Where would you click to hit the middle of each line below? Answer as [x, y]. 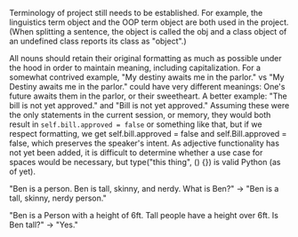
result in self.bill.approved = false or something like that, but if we [136, 124]
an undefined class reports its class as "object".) [98, 41]
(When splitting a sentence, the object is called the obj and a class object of [148, 32]
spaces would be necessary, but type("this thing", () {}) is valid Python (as [145, 162]
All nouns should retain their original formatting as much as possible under [145, 58]
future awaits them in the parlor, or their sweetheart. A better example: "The [148, 96]
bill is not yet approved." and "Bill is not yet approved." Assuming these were [149, 105]
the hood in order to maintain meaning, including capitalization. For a [135, 67]
